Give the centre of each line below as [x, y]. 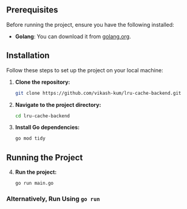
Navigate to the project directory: [58, 104]
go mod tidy [30, 139]
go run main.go [34, 183]
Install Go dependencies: [47, 128]
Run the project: [36, 172]
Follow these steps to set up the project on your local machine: [85, 70]
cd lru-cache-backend [42, 116]
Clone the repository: [42, 82]
